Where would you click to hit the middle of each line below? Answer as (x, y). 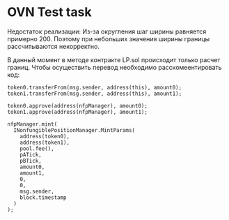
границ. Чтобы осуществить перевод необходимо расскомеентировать (114, 67)
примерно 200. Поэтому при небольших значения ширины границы (109, 38)
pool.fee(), (37, 148)
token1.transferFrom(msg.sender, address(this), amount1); (95, 94)
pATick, (31, 154)
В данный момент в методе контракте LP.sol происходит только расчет (114, 59)
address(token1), (45, 142)
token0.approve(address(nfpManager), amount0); (78, 105)
